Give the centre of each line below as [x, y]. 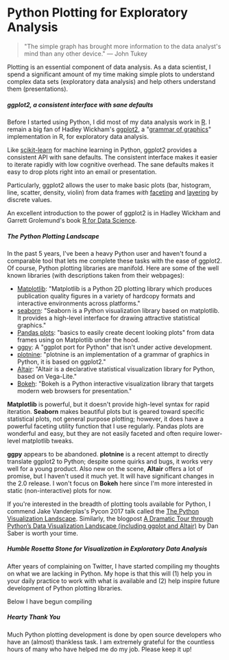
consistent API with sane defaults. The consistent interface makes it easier [112, 157]
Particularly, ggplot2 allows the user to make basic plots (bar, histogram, [109, 185]
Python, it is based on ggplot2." [61, 362]
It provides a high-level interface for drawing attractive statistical [108, 318]
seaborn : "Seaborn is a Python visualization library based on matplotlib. [118, 310]
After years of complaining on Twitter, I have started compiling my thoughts [113, 566]
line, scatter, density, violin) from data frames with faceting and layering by [113, 192]
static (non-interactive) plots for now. [59, 490]
